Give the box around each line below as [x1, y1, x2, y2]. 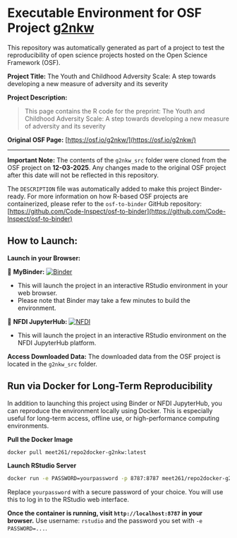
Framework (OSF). [7, 58, 61, 66]
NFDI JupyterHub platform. [17, 338, 97, 347]
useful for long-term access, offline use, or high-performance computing [7, 414, 220, 422]
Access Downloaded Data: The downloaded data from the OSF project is [7, 352, 221, 361]
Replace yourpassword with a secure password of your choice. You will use [7, 488, 224, 496]
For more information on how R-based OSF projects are [27, 192, 188, 201]
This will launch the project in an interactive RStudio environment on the [17, 330, 227, 340]
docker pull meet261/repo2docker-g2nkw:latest [7, 448, 147, 456]
